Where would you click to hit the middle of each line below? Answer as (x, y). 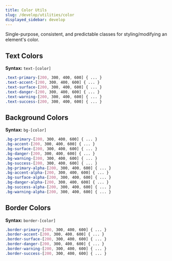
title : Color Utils (26, 10)
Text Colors (24, 56)
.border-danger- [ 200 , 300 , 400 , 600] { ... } (55, 244)
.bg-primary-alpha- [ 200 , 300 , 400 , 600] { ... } (58, 168)
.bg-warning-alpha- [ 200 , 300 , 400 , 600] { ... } (58, 192)
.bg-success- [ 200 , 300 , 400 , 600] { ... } (51, 163)
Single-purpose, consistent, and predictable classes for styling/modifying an (87, 34)
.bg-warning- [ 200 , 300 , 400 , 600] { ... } (51, 158)
